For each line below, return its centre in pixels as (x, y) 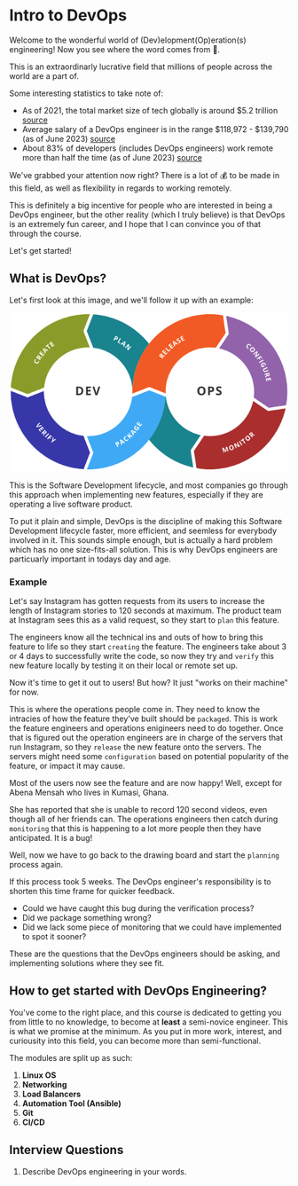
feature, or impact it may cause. (67, 766)
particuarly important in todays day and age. (90, 559)
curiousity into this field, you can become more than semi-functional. (135, 1041)
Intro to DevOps (68, 16)
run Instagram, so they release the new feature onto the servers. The (135, 747)
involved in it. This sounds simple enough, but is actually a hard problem (141, 540)
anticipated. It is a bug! (51, 837)
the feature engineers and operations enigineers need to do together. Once (146, 727)
